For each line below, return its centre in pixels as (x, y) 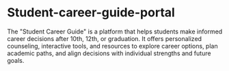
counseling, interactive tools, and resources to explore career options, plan (112, 46)
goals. (16, 60)
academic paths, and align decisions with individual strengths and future (109, 53)
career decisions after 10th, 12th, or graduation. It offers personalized (105, 38)
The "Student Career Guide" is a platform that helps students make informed (115, 31)
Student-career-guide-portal (91, 13)
